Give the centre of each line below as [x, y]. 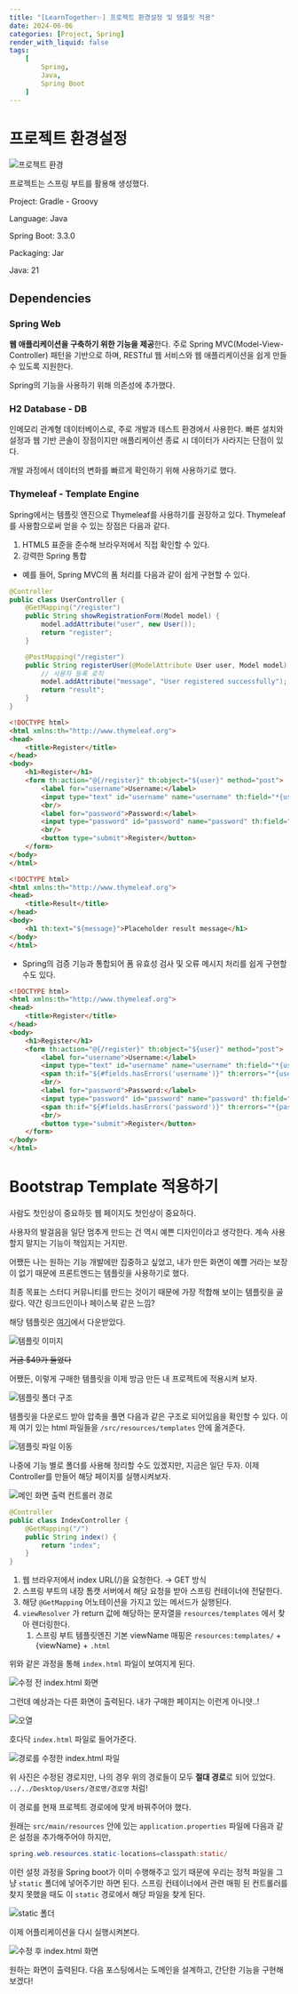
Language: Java [39, 219]
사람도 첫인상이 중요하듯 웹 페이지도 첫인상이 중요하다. [103, 1213]
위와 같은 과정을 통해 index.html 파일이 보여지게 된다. [102, 1664]
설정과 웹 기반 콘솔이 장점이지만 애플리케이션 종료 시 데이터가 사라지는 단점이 [142, 440]
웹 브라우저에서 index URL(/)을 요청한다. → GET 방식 [114, 1580]
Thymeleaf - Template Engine [74, 494]
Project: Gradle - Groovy [54, 202]
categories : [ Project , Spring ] [67, 34]
